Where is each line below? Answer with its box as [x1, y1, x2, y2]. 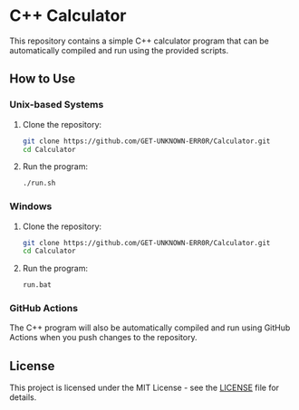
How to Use [9, 72, 76, 87]
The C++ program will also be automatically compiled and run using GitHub [9, 322, 291, 333]
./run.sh [22, 178, 56, 188]
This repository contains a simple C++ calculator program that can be [9, 35, 269, 46]
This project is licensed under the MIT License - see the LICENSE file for [9, 382, 279, 394]
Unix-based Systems [9, 99, 104, 111]
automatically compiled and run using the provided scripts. [9, 44, 229, 55]
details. [9, 392, 37, 403]
